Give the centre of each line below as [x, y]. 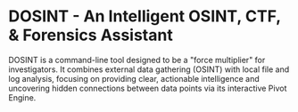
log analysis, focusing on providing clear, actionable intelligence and [134, 78]
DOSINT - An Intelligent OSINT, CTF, [145, 16]
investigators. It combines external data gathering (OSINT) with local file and [149, 69]
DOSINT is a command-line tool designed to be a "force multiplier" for [137, 60]
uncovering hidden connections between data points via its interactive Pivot [148, 88]
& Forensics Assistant [91, 35]
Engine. [22, 97]
